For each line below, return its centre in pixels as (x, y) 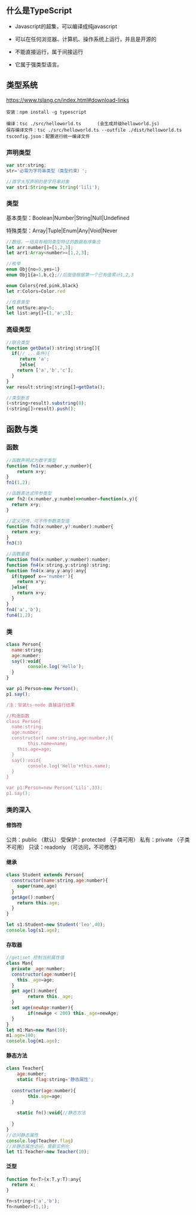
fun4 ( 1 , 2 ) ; (20, 615)
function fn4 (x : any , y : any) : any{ (46, 570)
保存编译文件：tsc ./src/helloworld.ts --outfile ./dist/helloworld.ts (94, 130)
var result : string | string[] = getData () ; (56, 387)
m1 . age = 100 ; (21, 1035)
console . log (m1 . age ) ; (33, 1041)
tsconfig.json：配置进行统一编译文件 (48, 136)
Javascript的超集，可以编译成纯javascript (66, 26)
